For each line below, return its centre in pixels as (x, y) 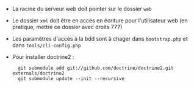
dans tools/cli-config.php (46, 45)
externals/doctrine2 (38, 73)
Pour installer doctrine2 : (43, 57)
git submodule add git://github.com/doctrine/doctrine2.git (96, 68)
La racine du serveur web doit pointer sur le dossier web (82, 9)
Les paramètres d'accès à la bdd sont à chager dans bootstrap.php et (100, 39)
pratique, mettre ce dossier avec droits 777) (67, 27)
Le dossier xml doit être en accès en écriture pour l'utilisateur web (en (100, 20)
